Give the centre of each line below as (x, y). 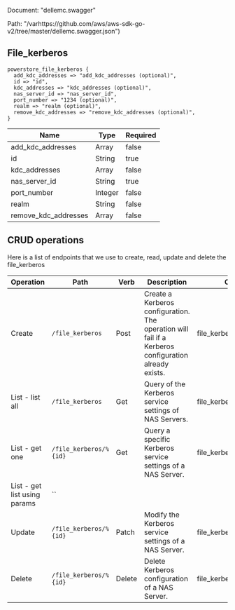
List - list (26, 397)
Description (167, 282)
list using (26, 494)
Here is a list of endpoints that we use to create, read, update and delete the (117, 257)
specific (157, 439)
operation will (166, 329)
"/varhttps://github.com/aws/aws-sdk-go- (84, 23)
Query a (157, 431)
